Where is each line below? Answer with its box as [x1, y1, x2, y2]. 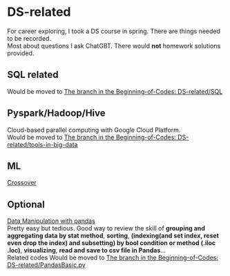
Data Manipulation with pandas [7, 217, 95, 225]
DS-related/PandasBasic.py [7, 261, 86, 269]
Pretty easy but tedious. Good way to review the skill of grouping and [7, 224, 205, 233]
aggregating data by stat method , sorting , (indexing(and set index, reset [7, 232, 220, 240]
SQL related [7, 69, 59, 81]
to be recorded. [7, 34, 52, 42]
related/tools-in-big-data [7, 140, 78, 148]
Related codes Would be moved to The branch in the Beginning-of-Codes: [7, 253, 219, 262]
